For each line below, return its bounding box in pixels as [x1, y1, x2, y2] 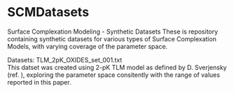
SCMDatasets [7, 4, 90, 20]
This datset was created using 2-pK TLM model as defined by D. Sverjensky [7, 63, 227, 71]
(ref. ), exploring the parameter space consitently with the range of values [7, 71, 221, 79]
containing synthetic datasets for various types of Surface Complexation [7, 34, 217, 43]
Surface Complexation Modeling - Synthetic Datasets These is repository [7, 27, 219, 36]
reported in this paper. [7, 78, 71, 86]
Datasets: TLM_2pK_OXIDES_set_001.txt [7, 55, 123, 64]
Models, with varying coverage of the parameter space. [7, 42, 168, 50]
